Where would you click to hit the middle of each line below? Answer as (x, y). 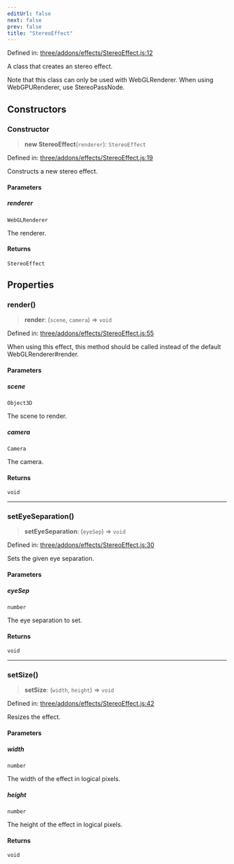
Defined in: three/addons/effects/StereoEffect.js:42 (81, 704)
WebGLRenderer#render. (43, 354)
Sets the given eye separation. (51, 559)
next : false (24, 20)
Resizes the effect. (34, 717)
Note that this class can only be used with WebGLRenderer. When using (110, 80)
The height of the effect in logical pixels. (65, 825)
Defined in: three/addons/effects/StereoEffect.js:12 (80, 53)
